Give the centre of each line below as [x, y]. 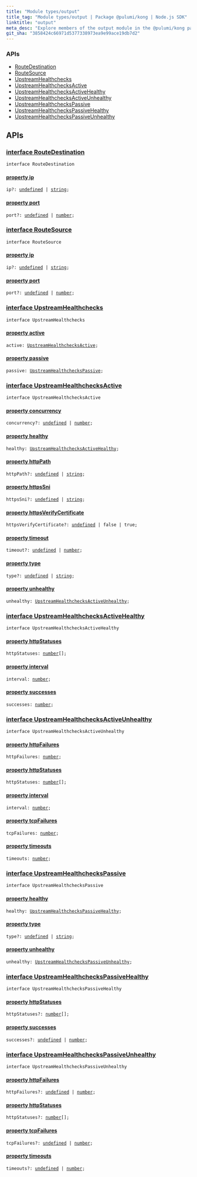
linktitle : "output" [31, 22]
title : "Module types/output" [43, 11]
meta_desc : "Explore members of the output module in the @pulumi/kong [95, 28]
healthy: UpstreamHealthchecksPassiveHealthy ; [64, 911]
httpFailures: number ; [34, 757]
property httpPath [28, 462]
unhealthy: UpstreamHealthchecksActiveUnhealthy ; [68, 601]
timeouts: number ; [28, 859]
